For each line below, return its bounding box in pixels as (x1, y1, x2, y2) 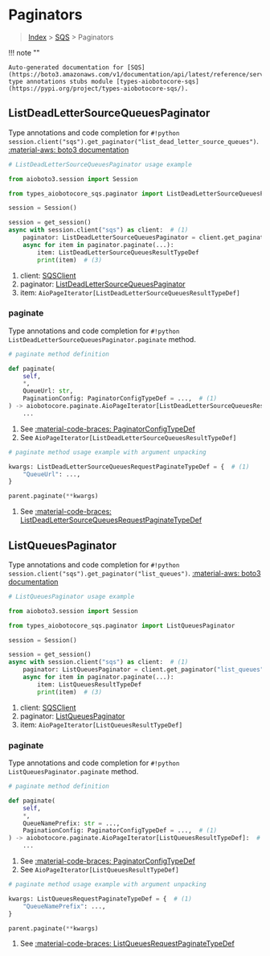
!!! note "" (8, 47, 40, 57)
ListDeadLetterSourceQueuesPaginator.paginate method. (8, 334, 197, 344)
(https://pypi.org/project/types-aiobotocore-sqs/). (8, 84, 189, 93)
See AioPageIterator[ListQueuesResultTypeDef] (19, 865, 179, 875)
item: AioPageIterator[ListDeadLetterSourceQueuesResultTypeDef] (19, 287, 240, 297)
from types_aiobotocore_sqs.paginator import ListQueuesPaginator (8, 621, 235, 629)
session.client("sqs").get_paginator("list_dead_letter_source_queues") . (8, 136, 260, 146)
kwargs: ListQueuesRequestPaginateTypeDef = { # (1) (8, 895, 193, 903)
